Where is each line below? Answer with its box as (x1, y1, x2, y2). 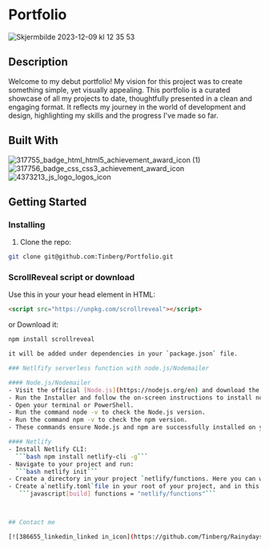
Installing (8, 218, 46, 230)
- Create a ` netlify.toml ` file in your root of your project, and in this (8, 483, 260, 491)
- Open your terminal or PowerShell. (8, 401, 134, 409)
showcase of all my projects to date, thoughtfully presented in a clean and (8, 94, 252, 103)
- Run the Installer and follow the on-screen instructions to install (8, 394, 252, 402)
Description (8, 55, 68, 69)
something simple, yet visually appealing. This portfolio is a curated (8, 85, 231, 94)
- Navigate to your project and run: (8, 460, 134, 468)
